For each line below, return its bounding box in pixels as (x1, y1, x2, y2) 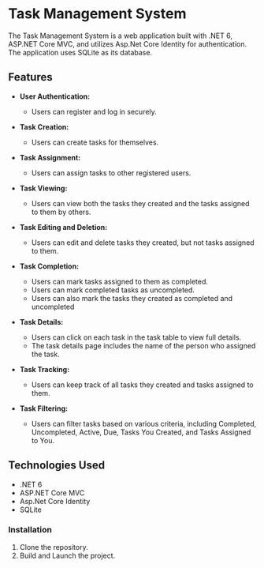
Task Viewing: (19, 183, 68, 193)
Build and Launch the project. (19, 551, 116, 560)
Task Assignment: (19, 152, 81, 162)
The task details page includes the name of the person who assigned (31, 340, 256, 350)
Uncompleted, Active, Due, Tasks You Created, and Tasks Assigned (31, 427, 251, 437)
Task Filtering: (19, 404, 69, 413)
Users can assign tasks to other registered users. (31, 167, 191, 178)
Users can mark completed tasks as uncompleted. (31, 285, 195, 295)
